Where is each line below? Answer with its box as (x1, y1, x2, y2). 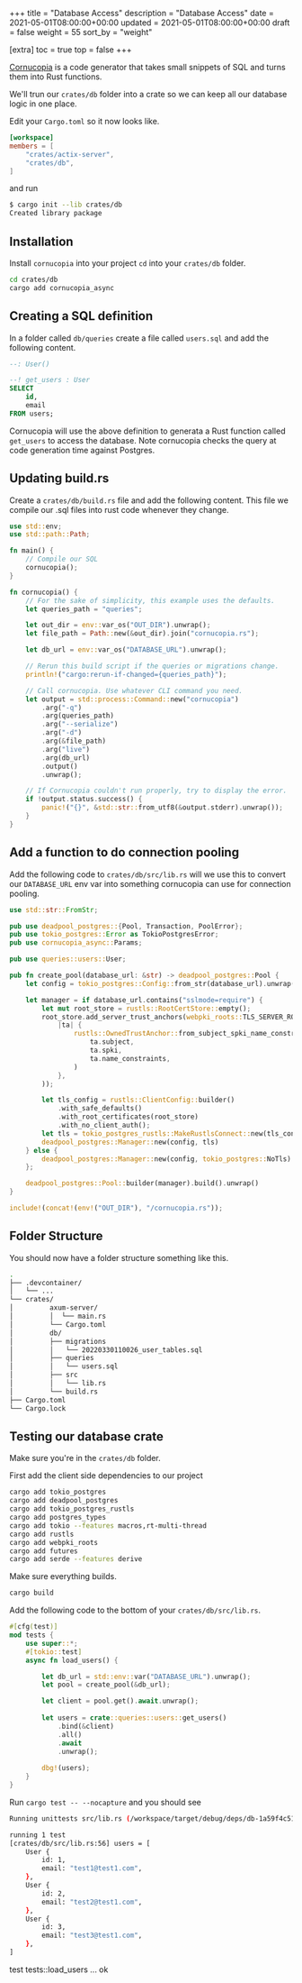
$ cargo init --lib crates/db (9, 200, 123, 210)
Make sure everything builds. (9, 1571, 117, 1582)
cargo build (9, 1588, 54, 1598)
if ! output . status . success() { (25, 795, 143, 804)
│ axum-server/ (9, 1303, 99, 1312)
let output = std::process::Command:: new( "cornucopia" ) (25, 694, 240, 704)
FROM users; (9, 409, 54, 418)
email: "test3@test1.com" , (41, 1931, 143, 1941)
